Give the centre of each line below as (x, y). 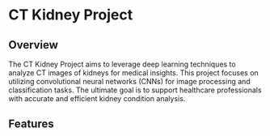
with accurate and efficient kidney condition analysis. (97, 98)
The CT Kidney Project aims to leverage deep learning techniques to (122, 64)
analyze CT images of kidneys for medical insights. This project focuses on (133, 73)
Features (31, 124)
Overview (34, 45)
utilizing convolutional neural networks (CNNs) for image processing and (129, 81)
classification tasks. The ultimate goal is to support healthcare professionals (135, 90)
